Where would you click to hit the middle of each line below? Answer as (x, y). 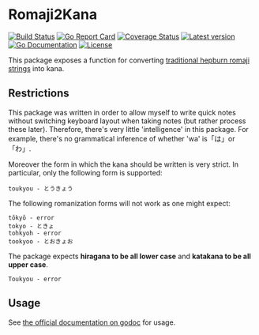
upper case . (28, 264)
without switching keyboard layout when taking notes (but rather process (127, 121)
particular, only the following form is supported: (86, 172)
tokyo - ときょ (31, 226)
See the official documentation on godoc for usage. (92, 322)
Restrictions (39, 94)
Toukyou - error (35, 279)
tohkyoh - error (35, 233)
